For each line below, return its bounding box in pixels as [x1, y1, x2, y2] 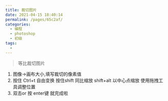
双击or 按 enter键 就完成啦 [12, 90, 68, 96]
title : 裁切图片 [5, 7, 37, 13]
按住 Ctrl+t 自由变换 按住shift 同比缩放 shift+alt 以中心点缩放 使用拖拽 [12, 77, 159, 83]
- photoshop [10, 31, 36, 36]
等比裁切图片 [17, 60, 45, 66]
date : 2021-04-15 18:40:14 [5, 12, 63, 17]
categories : [5, 21, 31, 27]
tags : [5, 41, 17, 46]
